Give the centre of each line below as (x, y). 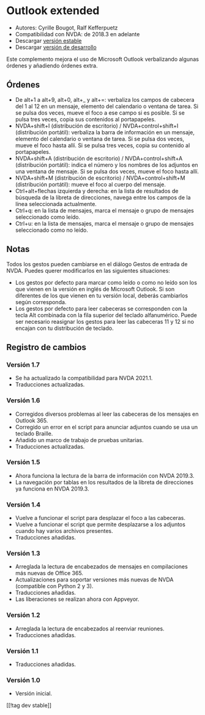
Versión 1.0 (24, 680)
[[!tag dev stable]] (29, 705)
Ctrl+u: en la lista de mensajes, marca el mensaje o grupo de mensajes (104, 223)
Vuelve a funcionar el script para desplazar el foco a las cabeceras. (100, 518)
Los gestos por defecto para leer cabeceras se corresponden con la (101, 308)
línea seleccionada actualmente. (56, 204)
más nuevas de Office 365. (49, 573)
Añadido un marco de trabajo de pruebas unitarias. (79, 440)
